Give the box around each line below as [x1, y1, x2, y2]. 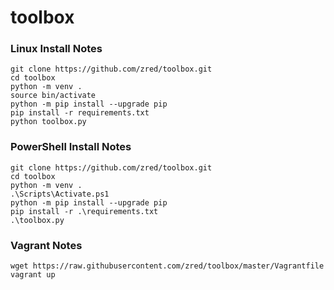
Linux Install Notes [10, 42, 103, 56]
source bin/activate [10, 91, 97, 101]
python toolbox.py [10, 117, 87, 127]
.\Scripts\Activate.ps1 [10, 189, 110, 199]
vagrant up [10, 270, 56, 280]
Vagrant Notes [10, 238, 83, 252]
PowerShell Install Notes [10, 140, 132, 154]
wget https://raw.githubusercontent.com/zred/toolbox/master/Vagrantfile [10, 261, 325, 271]
